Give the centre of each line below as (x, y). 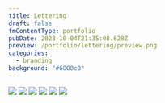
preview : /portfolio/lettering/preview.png (83, 46)
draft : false (30, 23)
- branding (34, 61)
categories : (28, 53)
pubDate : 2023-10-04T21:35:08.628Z (68, 38)
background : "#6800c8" (47, 68)
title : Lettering (38, 16)
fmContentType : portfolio (52, 31)
